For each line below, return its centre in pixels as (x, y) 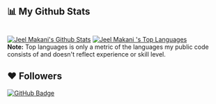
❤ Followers (35, 76)
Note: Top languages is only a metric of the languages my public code (108, 47)
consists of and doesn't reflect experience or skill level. (86, 54)
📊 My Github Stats (49, 12)
